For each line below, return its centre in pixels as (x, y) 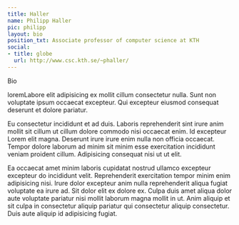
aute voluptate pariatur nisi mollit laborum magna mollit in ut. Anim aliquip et (119, 198)
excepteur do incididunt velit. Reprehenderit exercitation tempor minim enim (119, 175)
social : (19, 47)
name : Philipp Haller (40, 21)
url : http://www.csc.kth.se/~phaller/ (72, 61)
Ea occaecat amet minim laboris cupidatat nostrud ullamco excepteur (109, 168)
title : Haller (29, 14)
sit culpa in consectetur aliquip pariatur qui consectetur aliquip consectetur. (118, 206)
